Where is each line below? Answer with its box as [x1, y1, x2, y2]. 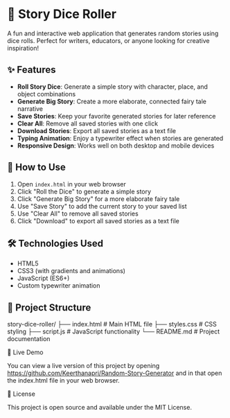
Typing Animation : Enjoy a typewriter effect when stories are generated [17, 134, 224, 142]
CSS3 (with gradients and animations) [17, 267, 126, 275]
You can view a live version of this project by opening [7, 362, 160, 370]
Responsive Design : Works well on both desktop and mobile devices [17, 141, 215, 150]
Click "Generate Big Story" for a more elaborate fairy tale [17, 194, 180, 203]
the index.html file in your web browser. [7, 376, 120, 385]
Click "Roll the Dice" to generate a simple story [17, 187, 151, 195]
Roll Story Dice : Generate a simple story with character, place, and [17, 82, 208, 91]
